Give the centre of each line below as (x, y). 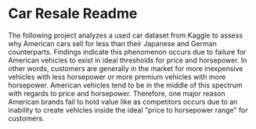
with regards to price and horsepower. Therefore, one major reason (117, 93)
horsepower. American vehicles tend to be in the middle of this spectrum (125, 85)
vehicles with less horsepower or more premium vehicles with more (117, 77)
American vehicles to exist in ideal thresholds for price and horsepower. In (128, 60)
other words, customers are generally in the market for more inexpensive (126, 68)
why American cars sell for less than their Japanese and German (112, 43)
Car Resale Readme (73, 14)
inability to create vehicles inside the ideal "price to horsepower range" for (128, 109)
